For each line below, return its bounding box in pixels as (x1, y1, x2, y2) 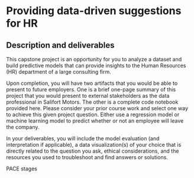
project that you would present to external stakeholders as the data (6, 93, 170, 99)
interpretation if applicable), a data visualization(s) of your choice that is (6, 141, 182, 148)
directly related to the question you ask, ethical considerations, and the (6, 147, 179, 154)
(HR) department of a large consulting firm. (6, 68, 111, 75)
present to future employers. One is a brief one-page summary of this (6, 86, 176, 93)
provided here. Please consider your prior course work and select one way (6, 105, 188, 111)
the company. (6, 124, 40, 130)
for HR (6, 17, 38, 30)
